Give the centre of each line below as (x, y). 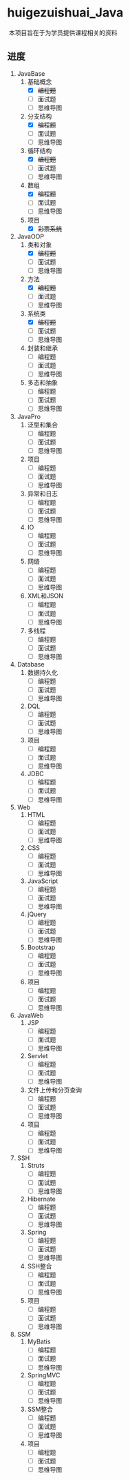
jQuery (37, 914)
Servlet (37, 1055)
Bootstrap (41, 947)
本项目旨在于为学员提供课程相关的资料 (63, 32)
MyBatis (39, 1341)
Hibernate (42, 1199)
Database (31, 664)
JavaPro (29, 416)
